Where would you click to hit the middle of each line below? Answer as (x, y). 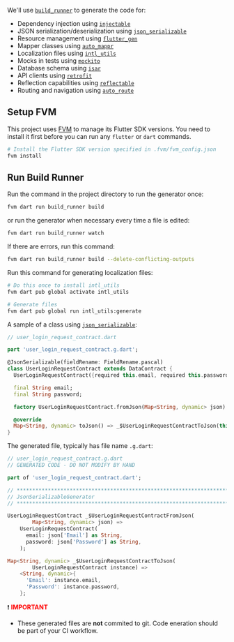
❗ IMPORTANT (28, 607)
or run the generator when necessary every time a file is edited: (99, 221)
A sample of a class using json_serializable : (72, 324)
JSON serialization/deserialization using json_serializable (102, 31)
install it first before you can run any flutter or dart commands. (99, 136)
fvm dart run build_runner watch (56, 233)
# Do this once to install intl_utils (63, 285)
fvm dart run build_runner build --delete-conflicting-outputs (101, 260)
